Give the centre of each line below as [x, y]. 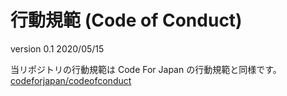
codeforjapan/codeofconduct [71, 80]
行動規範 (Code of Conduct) [126, 20]
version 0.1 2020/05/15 [57, 48]
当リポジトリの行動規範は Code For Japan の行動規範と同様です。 [146, 69]
